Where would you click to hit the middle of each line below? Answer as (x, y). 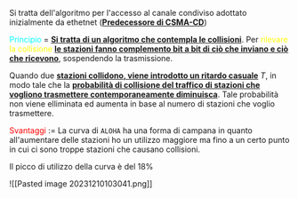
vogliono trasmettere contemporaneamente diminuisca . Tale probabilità (144, 94)
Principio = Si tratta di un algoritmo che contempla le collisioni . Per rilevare (149, 40)
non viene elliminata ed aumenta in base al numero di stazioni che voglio (142, 104)
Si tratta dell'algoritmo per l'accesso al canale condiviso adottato (128, 13)
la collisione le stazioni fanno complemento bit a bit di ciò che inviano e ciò (149, 49)
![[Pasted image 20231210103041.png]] (81, 184)
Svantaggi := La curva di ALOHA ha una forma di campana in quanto (131, 131)
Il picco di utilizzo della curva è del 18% (81, 166)
